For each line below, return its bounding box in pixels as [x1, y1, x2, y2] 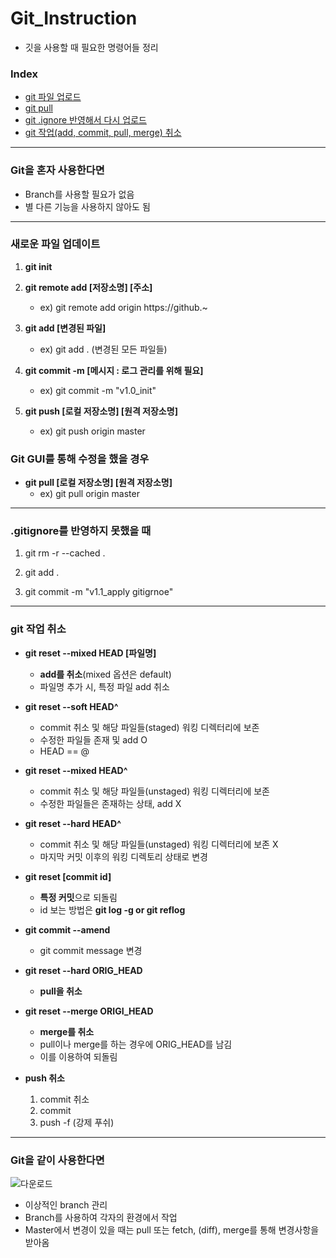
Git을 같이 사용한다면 [10, 1153, 105, 1167]
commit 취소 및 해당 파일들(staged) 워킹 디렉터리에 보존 [39, 721, 260, 733]
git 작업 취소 [10, 622, 67, 636]
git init [24, 260, 53, 272]
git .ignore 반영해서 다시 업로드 [24, 114, 147, 126]
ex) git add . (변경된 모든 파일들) [39, 343, 168, 355]
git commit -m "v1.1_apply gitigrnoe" [24, 586, 174, 598]
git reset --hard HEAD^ [24, 817, 122, 829]
